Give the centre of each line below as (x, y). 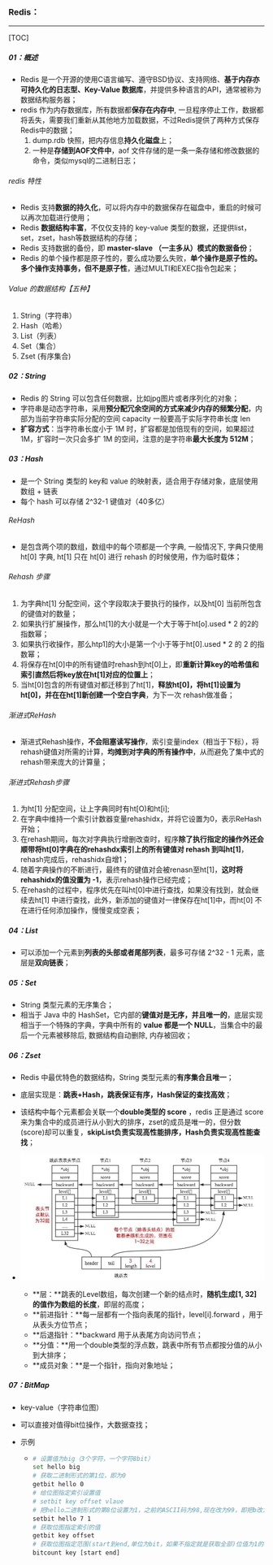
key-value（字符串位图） (62, 1407)
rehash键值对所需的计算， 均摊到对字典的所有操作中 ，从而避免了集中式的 (142, 752)
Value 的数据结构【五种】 (51, 288)
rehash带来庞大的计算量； (64, 762)
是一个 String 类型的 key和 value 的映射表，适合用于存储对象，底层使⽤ (139, 481)
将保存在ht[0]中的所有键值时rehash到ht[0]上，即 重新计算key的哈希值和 (139, 665)
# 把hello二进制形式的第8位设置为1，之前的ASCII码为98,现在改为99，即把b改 (147, 1510)
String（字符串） (48, 315)
